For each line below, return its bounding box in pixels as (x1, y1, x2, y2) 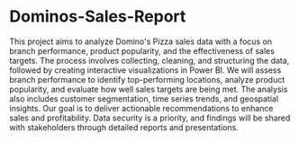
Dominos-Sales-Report (9, 6, 186, 27)
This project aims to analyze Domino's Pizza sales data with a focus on (9, 36, 273, 47)
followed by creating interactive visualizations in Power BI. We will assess (9, 65, 282, 75)
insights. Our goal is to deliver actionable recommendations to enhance (9, 102, 274, 113)
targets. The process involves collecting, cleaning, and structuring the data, (9, 55, 290, 66)
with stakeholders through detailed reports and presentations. (9, 121, 239, 132)
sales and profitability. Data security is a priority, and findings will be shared (9, 112, 291, 123)
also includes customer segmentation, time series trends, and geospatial (9, 93, 279, 104)
